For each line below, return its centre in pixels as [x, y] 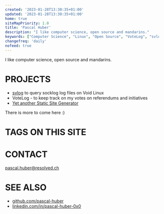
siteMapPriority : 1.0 [27, 23]
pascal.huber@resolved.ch [32, 168]
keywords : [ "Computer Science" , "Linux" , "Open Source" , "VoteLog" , [76, 37]
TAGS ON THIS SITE [46, 132]
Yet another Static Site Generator [45, 103]
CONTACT [26, 154]
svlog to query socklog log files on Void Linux [58, 92]
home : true [16, 18]
